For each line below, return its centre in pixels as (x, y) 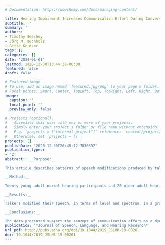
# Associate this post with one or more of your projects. (69, 123)
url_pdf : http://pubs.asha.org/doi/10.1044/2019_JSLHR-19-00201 (72, 230)
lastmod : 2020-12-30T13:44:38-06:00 (42, 64)
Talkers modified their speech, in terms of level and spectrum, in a (79, 203)
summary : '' (17, 27)
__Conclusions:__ (23, 212)
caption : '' (22, 100)
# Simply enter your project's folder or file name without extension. (82, 127)
